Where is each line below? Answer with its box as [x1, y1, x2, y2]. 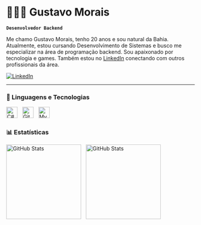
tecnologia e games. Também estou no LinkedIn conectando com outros [6, 54, 185, 61]
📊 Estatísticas [6, 128, 49, 137]
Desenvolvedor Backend [6, 25, 63, 31]
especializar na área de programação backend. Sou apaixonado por [6, 48, 173, 56]
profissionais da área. [6, 61, 60, 68]
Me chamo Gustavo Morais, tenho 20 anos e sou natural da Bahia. [6, 35, 169, 42]
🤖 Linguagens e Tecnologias [6, 93, 90, 101]
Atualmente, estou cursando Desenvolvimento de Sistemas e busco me [6, 42, 182, 49]
